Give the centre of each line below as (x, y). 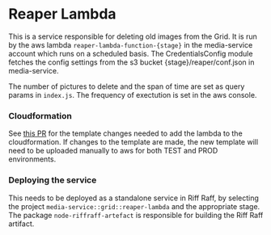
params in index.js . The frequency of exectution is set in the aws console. (133, 94)
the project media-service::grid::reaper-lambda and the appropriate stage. (134, 206)
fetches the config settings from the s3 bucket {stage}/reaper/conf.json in (131, 62)
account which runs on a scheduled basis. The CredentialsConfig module (131, 53)
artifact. (21, 224)
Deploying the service (53, 180)
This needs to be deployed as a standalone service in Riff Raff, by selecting (133, 198)
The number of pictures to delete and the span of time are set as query (127, 86)
